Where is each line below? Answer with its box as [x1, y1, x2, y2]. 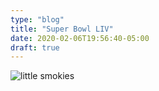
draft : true [10, 42, 60, 53]
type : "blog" [10, 14, 65, 25]
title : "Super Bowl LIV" [10, 24, 114, 34]
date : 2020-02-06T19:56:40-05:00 [10, 33, 150, 43]
